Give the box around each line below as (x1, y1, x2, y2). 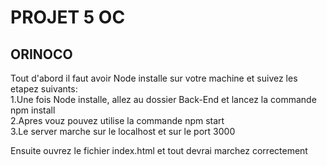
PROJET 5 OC (10, 6, 126, 29)
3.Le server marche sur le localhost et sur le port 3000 (10, 126, 236, 137)
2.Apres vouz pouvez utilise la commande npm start (10, 115, 225, 126)
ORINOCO (10, 46, 73, 63)
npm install (10, 104, 56, 116)
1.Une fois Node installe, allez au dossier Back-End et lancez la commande (10, 94, 317, 105)
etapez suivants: (10, 83, 78, 95)
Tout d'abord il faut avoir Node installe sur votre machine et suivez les (10, 72, 298, 84)
